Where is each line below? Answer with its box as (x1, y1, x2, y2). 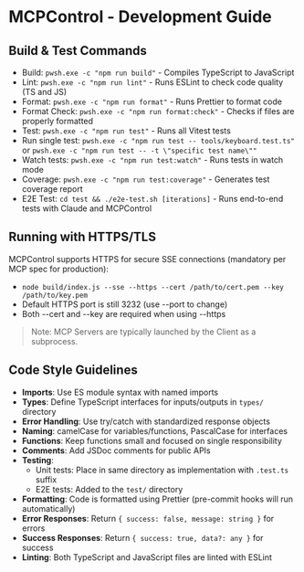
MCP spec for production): (8, 263, 109, 274)
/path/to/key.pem (21, 291, 89, 300)
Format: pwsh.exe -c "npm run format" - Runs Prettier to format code (21, 96, 282, 107)
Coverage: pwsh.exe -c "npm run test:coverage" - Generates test (21, 174, 270, 185)
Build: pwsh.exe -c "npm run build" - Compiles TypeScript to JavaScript (21, 67, 295, 78)
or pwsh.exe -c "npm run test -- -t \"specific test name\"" (21, 144, 257, 155)
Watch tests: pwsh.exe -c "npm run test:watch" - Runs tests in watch (21, 154, 284, 165)
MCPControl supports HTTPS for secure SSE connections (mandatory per (8, 253, 287, 264)
